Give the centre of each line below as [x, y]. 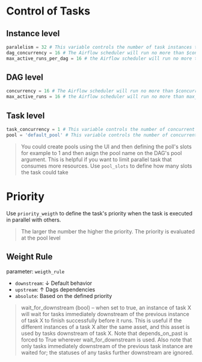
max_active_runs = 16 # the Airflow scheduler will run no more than [95, 97]
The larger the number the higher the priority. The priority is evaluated [108, 231]
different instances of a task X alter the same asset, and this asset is [106, 326]
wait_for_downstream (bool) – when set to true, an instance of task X [106, 307]
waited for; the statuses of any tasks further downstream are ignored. [107, 352]
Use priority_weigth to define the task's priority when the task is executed [99, 213]
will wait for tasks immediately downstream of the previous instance [105, 314]
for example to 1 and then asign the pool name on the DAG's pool [101, 153]
